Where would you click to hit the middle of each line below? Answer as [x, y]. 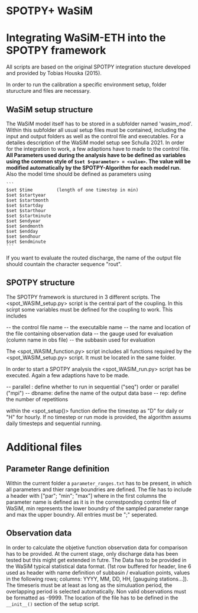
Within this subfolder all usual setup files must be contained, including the [96, 130]
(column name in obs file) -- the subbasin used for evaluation [81, 340]
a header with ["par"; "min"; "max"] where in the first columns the [86, 495]
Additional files [44, 447]
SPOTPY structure [40, 283]
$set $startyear [26, 195]
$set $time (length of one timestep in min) [72, 190]
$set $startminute [29, 216]
